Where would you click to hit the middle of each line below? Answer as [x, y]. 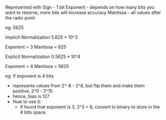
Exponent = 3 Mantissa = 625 [36, 47]
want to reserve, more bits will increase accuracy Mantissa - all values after [83, 12]
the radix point [20, 18]
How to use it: [27, 101]
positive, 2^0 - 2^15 [32, 91]
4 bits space [33, 112]
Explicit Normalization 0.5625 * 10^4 [43, 56]
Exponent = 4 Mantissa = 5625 [37, 66]
